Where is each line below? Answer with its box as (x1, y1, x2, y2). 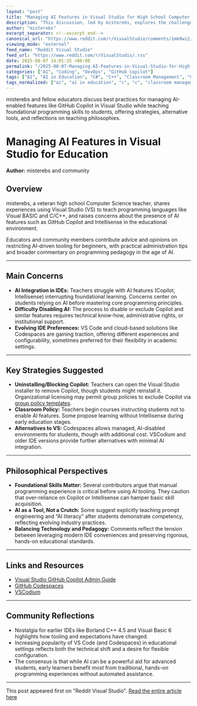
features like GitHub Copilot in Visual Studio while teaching (26, 102, 169, 109)
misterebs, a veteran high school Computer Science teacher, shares (6, 199, 170, 206)
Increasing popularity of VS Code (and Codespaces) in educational (14, 639, 177, 646)
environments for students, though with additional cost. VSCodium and (14, 431, 186, 438)
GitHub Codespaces (14, 583, 64, 589)
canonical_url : (6, 36, 43, 42)
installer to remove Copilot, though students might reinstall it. (14, 387, 162, 394)
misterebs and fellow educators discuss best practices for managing (6, 96, 172, 103)
